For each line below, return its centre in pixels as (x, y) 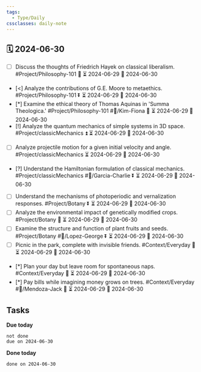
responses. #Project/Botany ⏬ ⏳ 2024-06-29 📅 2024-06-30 (90, 203)
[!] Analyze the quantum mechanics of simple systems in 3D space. (100, 126)
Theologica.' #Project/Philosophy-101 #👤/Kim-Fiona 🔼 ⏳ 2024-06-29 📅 (104, 111)
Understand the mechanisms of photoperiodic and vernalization (95, 196)
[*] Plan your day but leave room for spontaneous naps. (85, 266)
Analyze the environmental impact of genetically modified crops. (97, 213)
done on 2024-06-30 (31, 364)
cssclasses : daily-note (37, 23)
